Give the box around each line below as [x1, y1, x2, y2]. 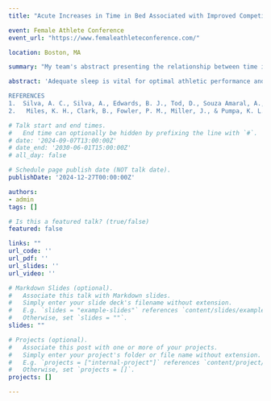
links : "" [8, 239, 42, 248]
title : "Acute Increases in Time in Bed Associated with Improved [8, 11, 236, 20]
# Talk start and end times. [8, 122, 106, 130]
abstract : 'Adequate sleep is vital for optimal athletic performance [8, 77, 251, 85]
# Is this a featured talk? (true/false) [8, 217, 150, 225]
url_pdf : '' [8, 254, 48, 263]
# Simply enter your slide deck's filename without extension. [8, 299, 232, 307]
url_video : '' [8, 269, 56, 278]
